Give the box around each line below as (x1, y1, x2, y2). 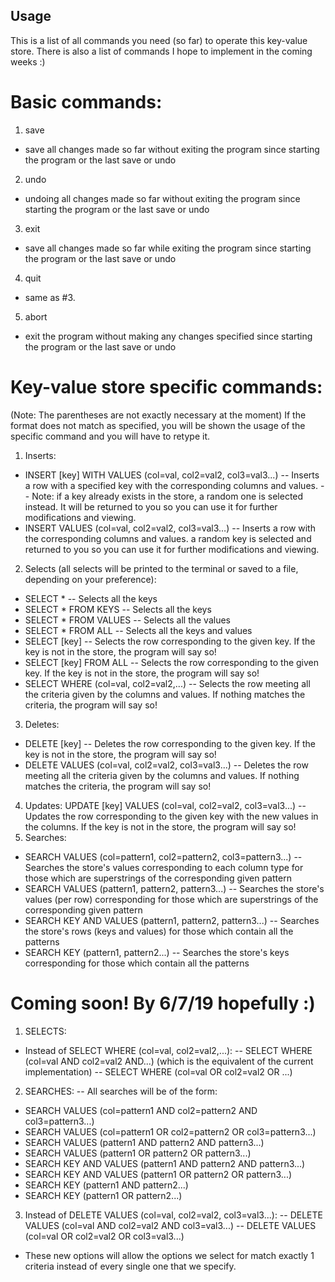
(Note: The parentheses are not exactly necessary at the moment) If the (10, 409, 307, 421)
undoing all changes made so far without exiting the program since (24, 192, 301, 204)
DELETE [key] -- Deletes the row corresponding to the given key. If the (24, 737, 316, 749)
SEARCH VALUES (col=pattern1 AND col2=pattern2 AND (24, 1104, 258, 1116)
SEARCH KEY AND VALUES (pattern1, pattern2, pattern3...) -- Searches (24, 914, 320, 926)
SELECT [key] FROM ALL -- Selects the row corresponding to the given (24, 656, 320, 668)
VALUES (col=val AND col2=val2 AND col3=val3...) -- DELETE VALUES (24, 1219, 317, 1231)
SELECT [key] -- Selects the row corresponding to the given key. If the (24, 635, 316, 647)
